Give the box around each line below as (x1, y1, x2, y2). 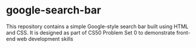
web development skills (16, 35, 74, 42)
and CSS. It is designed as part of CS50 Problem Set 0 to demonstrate (6, 29, 176, 36)
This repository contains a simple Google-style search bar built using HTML (6, 23, 189, 30)
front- (176, 29, 191, 36)
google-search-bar (6, 4, 101, 17)
